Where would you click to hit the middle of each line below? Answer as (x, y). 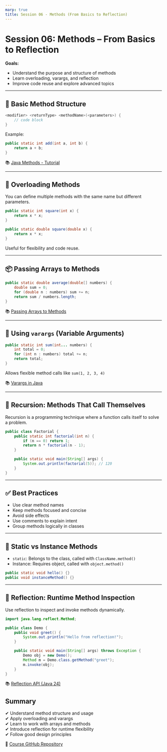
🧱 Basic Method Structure (46, 104)
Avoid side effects (31, 515)
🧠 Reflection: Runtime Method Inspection (70, 598)
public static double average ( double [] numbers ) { (59, 283)
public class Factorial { (32, 431)
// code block (29, 120)
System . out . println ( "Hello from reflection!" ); (73, 637)
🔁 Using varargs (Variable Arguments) (65, 333)
